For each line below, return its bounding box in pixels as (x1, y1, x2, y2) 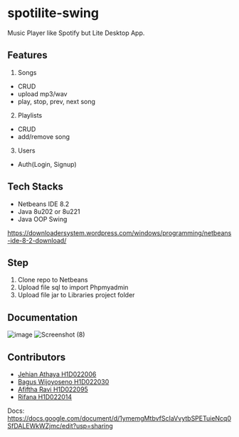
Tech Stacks (7, 180, 64, 193)
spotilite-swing (7, 5, 100, 21)
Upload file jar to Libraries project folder (17, 291, 135, 299)
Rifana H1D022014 (17, 393, 73, 401)
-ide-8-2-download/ (7, 236, 67, 245)
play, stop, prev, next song (17, 97, 96, 106)
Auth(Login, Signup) (17, 160, 77, 168)
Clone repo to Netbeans (17, 276, 88, 284)
